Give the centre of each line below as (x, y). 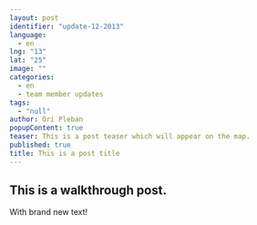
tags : (20, 102)
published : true (40, 145)
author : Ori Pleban (46, 119)
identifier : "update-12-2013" (67, 26)
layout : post (34, 18)
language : (28, 35)
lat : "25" (28, 60)
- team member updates (61, 94)
